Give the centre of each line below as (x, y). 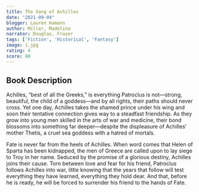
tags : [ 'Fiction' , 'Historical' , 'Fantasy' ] (62, 39)
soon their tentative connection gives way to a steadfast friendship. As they (99, 114)
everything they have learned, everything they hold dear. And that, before (97, 176)
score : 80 (19, 56)
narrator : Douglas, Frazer (40, 34)
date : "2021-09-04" (30, 17)
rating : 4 (19, 51)
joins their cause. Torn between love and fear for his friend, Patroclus (91, 164)
